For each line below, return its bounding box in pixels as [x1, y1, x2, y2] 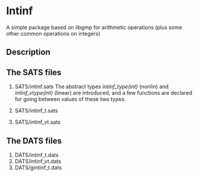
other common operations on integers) [6, 30, 101, 37]
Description [6, 47, 50, 57]
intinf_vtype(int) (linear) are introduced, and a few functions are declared [14, 89, 193, 96]
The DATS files [6, 136, 62, 146]
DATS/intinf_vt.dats [14, 157, 62, 165]
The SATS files [6, 67, 62, 78]
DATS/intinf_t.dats [14, 151, 59, 158]
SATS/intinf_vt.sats [14, 118, 61, 125]
